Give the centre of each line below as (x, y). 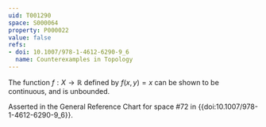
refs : (17, 45)
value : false (30, 37)
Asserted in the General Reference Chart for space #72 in (102, 106)
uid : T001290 (30, 15)
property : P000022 (39, 30)
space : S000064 (33, 23)
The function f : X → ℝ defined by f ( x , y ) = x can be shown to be (114, 82)
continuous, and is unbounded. (59, 91)
